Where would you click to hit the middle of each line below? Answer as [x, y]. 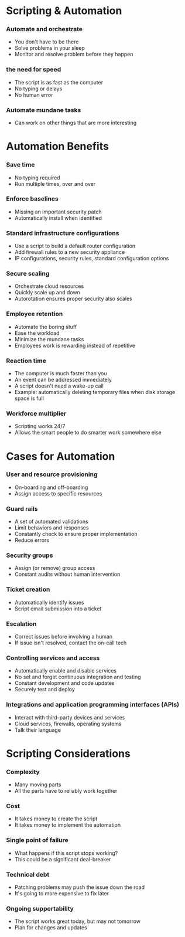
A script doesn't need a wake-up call [59, 386]
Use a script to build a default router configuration [75, 246]
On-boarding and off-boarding [51, 487]
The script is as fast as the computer [59, 82]
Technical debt [28, 874]
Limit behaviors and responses [52, 528]
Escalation [21, 624]
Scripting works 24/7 [40, 426]
